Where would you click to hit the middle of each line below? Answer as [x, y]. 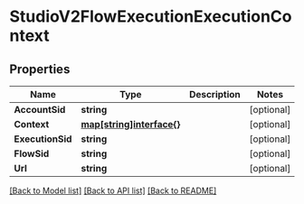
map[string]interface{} [131, 124]
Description [215, 94]
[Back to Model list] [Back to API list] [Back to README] [113, 190]
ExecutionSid [43, 139]
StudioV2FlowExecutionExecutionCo [151, 17]
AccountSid [40, 110]
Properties [40, 69]
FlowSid [32, 153]
